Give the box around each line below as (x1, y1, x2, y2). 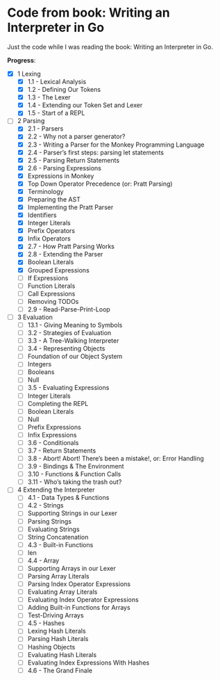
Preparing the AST (27, 195, 81, 203)
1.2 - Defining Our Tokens (27, 86, 101, 94)
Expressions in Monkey (27, 172, 94, 180)
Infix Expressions (27, 430, 77, 439)
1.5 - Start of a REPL (27, 109, 85, 118)
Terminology (27, 187, 64, 195)
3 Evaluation (17, 313, 53, 321)
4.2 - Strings (27, 501, 64, 510)
